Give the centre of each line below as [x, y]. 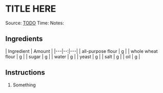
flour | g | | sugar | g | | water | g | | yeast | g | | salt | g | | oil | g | [73, 56]
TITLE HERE [31, 9]
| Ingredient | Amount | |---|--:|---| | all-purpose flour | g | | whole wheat [81, 51]
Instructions [25, 72]
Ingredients [24, 39]
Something [24, 85]
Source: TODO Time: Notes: [35, 23]
